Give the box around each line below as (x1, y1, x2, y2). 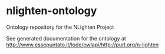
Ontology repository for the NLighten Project (6, 23, 114, 31)
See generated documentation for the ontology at (6, 35, 127, 42)
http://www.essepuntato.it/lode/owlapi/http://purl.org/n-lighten (6, 41, 159, 48)
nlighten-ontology (6, 4, 97, 18)
